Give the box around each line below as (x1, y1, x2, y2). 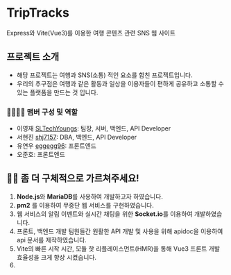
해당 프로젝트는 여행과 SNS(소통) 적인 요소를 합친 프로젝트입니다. (16, 71, 193, 79)
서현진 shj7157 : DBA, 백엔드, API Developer (16, 133, 137, 142)
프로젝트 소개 (6, 51, 60, 63)
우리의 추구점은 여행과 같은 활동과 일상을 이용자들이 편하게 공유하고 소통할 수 (16, 79, 225, 87)
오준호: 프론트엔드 (16, 151, 65, 159)
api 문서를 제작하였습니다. (16, 235, 87, 244)
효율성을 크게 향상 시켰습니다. (16, 253, 97, 261)
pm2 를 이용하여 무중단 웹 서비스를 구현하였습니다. (16, 201, 154, 209)
